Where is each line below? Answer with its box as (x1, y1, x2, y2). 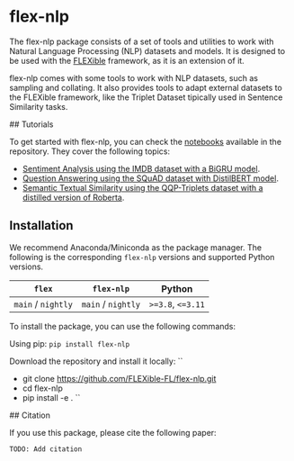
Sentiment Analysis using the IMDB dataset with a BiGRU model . (22, 163, 261, 174)
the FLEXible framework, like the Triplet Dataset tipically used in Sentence (9, 92, 283, 103)
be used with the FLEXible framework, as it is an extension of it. (9, 55, 245, 66)
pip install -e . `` (22, 392, 81, 402)
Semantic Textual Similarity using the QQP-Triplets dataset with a (22, 182, 263, 193)
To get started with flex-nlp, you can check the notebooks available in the (9, 136, 281, 147)
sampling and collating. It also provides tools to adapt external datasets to (9, 82, 283, 93)
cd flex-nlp (22, 383, 63, 393)
